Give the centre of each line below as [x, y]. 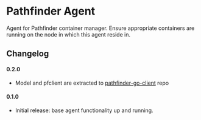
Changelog [28, 54]
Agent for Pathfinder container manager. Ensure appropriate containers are [100, 28]
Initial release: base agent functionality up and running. [84, 110]
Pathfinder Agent [51, 11]
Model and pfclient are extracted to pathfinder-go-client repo [92, 83]
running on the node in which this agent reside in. [69, 34]
